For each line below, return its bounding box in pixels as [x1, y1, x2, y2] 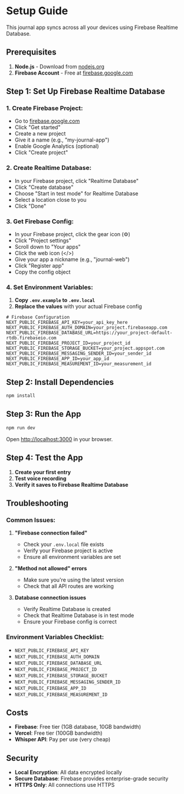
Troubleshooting [6, 498, 69, 508]
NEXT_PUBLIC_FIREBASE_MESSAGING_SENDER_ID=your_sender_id [6, 351, 152, 356]
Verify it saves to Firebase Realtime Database [14, 481, 129, 488]
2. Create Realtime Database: [6, 164, 92, 172]
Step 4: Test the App [6, 453, 83, 463]
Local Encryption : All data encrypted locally [14, 769, 122, 776]
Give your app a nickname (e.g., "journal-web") [14, 256, 130, 263]
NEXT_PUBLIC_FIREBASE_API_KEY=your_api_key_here [6, 320, 128, 326]
